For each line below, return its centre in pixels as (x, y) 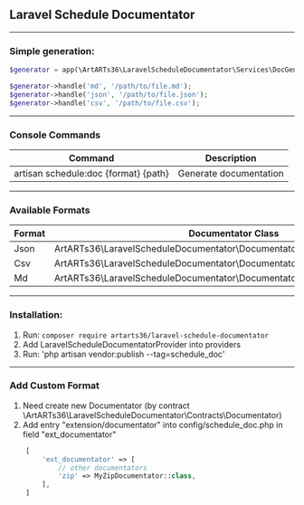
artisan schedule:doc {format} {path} (91, 173)
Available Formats (50, 210)
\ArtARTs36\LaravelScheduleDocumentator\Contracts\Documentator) (152, 414)
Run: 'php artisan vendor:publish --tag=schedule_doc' (123, 354)
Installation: (36, 315)
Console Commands (55, 135)
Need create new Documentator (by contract (106, 405)
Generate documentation (231, 173)
